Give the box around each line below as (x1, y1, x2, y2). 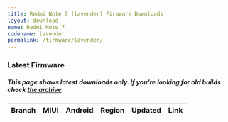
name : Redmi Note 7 (7, 23, 65, 30)
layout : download (7, 17, 59, 24)
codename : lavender (7, 30, 65, 38)
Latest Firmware (7, 60, 65, 70)
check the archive (7, 85, 62, 94)
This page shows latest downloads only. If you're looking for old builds (7, 77, 222, 86)
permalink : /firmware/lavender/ (7, 37, 103, 44)
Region (100, 106, 125, 116)
